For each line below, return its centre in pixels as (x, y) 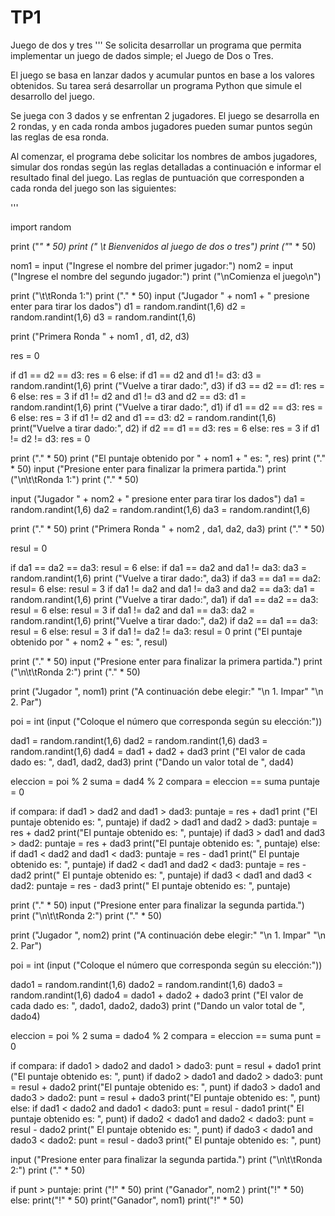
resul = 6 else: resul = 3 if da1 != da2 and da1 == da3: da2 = (133, 610)
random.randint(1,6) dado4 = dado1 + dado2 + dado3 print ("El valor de (157, 995)
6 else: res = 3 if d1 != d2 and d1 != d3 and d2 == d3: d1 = (128, 396)
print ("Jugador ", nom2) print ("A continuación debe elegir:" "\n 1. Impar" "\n (168, 935)
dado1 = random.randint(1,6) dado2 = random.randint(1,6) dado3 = (147, 984)
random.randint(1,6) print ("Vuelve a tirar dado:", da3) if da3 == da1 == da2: (166, 578)
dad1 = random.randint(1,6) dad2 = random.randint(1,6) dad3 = (139, 740)
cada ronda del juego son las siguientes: (93, 188)
